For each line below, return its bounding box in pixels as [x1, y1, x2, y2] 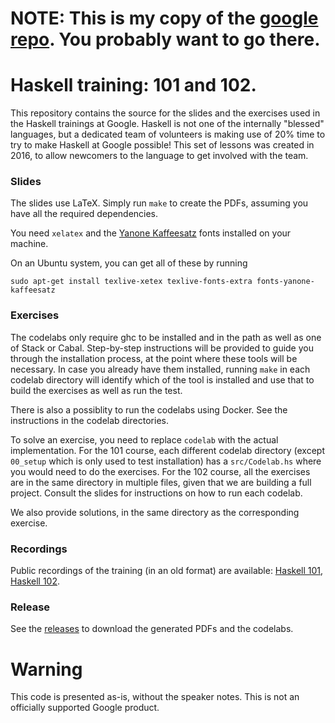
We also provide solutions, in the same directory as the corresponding [10, 506, 300, 518]
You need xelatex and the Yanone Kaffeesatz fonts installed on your [10, 227, 292, 239]
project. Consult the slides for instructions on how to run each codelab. [10, 487, 303, 499]
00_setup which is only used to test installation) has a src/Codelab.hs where [10, 455, 322, 467]
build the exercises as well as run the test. [10, 384, 183, 396]
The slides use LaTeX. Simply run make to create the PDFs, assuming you [10, 197, 309, 209]
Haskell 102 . [10, 575, 61, 587]
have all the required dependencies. [10, 208, 159, 220]
